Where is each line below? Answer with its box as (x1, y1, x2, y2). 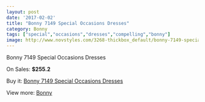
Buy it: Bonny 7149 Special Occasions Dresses (6, 77, 123, 84)
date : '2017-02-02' (6, 15, 56, 21)
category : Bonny (6, 25, 48, 32)
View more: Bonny (6, 89, 52, 96)
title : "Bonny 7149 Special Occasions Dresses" (6, 20, 130, 26)
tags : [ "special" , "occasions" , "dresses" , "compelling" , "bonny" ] (6, 32, 171, 38)
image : (6, 37, 23, 43)
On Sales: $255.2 (6, 66, 51, 73)
